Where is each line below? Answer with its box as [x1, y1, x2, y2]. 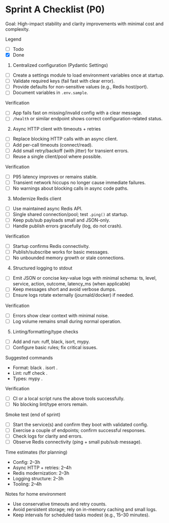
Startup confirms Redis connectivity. [12, 243, 90, 249]
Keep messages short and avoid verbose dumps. [12, 286, 116, 293]
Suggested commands [5, 354, 53, 360]
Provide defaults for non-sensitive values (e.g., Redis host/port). [12, 84, 149, 90]
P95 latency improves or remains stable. [12, 173, 98, 179]
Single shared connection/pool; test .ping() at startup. [12, 211, 129, 217]
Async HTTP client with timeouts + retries [12, 126, 101, 132]
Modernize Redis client [12, 195, 61, 202]
